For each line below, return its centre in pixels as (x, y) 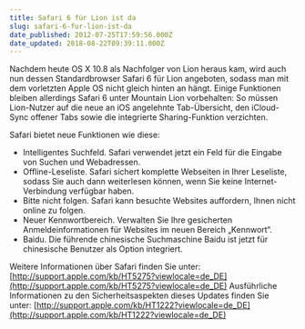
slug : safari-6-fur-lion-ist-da (71, 26)
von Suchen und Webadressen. (81, 162)
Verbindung (45, 191)
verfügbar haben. (102, 191)
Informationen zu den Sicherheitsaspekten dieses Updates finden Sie (139, 295)
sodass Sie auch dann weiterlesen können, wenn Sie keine (132, 182)
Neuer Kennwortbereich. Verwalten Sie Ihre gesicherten (127, 220)
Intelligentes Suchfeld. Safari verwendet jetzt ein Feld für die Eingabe (152, 153)
